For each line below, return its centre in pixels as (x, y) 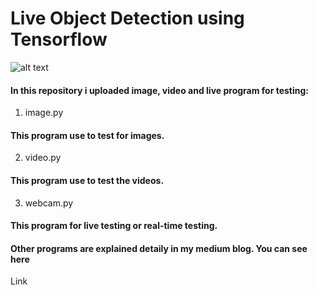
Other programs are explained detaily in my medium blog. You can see (159, 248)
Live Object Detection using (127, 18)
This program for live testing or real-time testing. (114, 226)
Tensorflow (59, 39)
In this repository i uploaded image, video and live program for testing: (159, 90)
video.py (43, 158)
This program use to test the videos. (87, 180)
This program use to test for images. (87, 135)
